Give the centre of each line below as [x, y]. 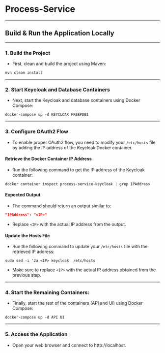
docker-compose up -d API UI [35, 318]
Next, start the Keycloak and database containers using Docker [76, 100]
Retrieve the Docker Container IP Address [48, 159]
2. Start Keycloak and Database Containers [58, 90]
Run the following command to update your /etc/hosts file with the [80, 247]
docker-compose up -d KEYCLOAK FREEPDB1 [47, 115]
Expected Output [23, 195]
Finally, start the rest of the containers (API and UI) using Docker [78, 303]
